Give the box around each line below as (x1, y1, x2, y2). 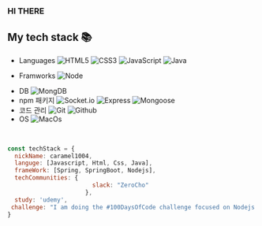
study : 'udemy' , (14, 195, 68, 204)
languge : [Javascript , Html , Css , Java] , (14, 159, 153, 167)
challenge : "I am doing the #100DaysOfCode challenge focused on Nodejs (10, 203, 256, 211)
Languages (18, 55, 56, 65)
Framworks (18, 71, 56, 80)
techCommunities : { (14, 174, 79, 182)
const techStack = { (7, 144, 76, 153)
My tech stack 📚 (7, 31, 92, 44)
